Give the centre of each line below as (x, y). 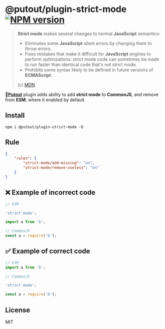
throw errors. (38, 48)
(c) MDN (26, 85)
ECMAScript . (38, 75)
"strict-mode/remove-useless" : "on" (61, 168)
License (18, 310)
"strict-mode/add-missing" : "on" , (59, 163)
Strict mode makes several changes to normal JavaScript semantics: (89, 33)
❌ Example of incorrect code (50, 192)
